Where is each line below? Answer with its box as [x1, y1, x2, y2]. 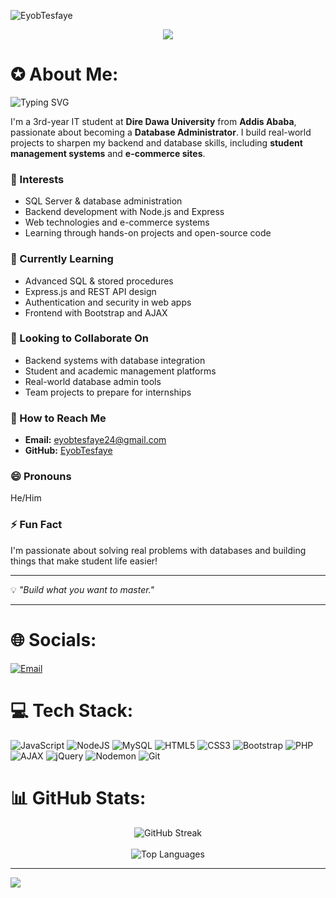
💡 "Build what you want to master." [10, 583, 155, 595]
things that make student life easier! [10, 555, 158, 567]
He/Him [10, 492, 42, 504]
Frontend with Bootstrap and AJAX [24, 306, 168, 319]
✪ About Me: [10, 63, 119, 86]
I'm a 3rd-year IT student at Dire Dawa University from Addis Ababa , [10, 115, 297, 127]
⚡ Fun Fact [10, 518, 63, 532]
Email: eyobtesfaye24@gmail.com [24, 434, 167, 446]
